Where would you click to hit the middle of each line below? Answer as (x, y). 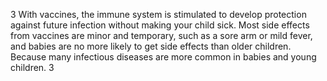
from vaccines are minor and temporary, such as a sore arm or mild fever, (161, 35)
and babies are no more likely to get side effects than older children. (151, 46)
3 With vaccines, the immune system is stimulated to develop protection (158, 14)
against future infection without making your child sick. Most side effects (160, 25)
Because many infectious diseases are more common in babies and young (163, 57)
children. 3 (32, 67)
